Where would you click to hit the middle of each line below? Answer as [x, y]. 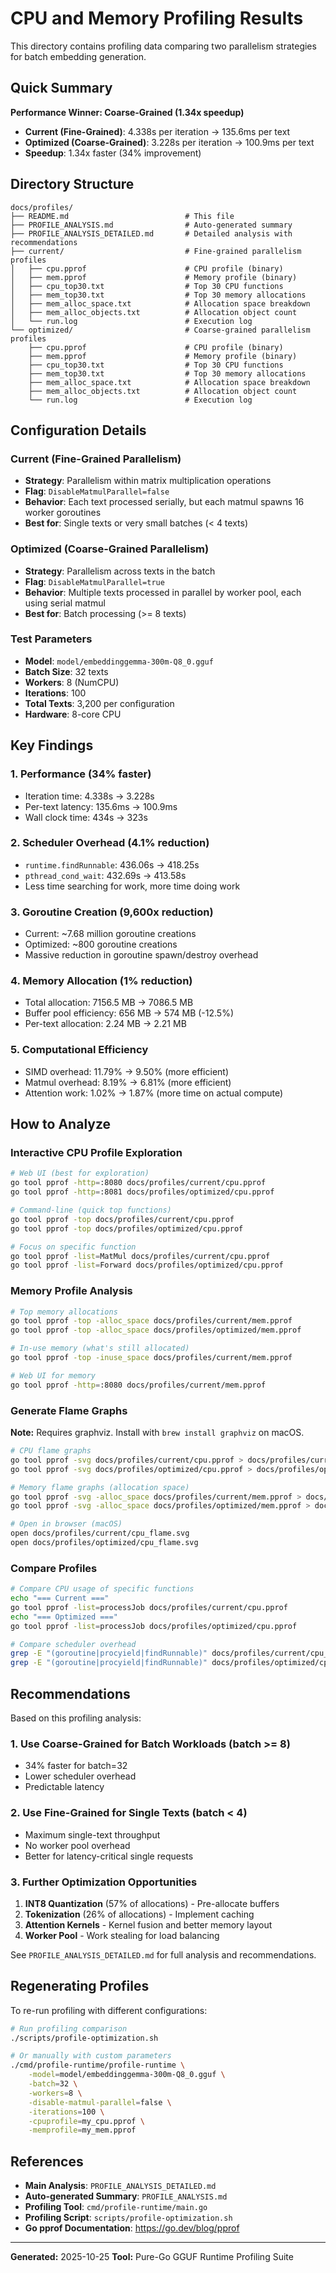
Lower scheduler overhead [80, 1776]
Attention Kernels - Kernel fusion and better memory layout [148, 1924]
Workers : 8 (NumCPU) [72, 682]
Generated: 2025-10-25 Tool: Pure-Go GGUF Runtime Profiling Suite [152, 2257]
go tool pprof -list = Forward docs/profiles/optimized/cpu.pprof [147, 1265]
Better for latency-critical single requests [109, 1856]
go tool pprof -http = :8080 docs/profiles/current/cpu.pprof [138, 1183]
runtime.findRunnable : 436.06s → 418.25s [112, 864]
